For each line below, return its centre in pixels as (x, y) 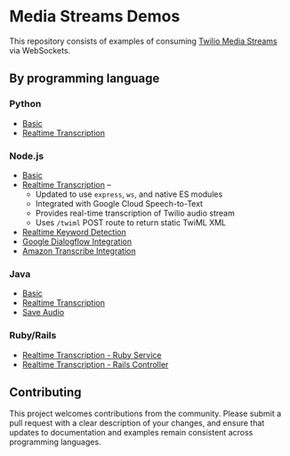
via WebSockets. (40, 50)
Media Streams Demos (95, 16)
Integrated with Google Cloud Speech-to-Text (119, 203)
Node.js (27, 156)
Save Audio (43, 313)
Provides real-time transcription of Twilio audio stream (135, 213)
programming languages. (55, 442)
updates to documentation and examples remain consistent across (131, 433)
